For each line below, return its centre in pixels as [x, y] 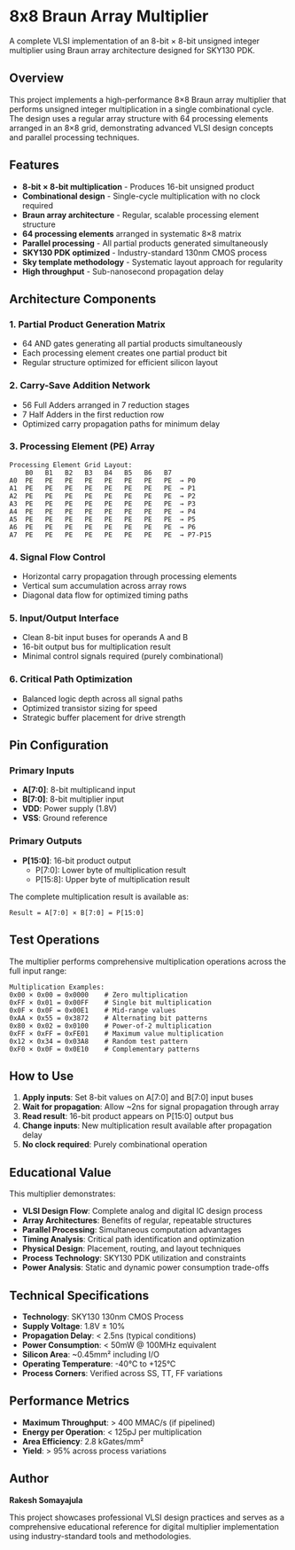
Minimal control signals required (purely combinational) [123, 656]
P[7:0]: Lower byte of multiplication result [111, 870]
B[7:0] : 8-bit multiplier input [73, 799]
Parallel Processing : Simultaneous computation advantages [132, 1230]
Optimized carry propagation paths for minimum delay [121, 424]
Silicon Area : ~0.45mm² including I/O [90, 1354]
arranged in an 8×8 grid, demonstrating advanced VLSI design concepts [141, 128]
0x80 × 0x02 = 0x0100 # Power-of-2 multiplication [111, 1026]
